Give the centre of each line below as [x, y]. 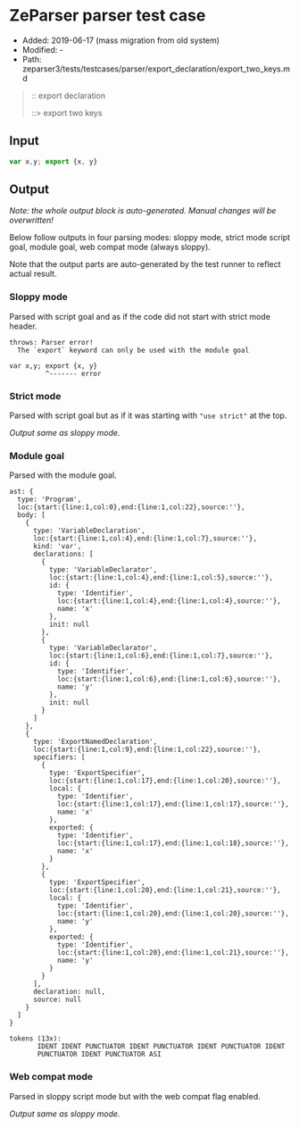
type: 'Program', [50, 500]
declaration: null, [69, 992]
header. [23, 326]
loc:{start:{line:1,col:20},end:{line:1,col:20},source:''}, [173, 914]
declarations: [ [63, 555]
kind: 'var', [57, 547]
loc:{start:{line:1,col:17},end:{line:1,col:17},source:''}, [173, 805]
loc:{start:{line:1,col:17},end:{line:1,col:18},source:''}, [173, 844]
